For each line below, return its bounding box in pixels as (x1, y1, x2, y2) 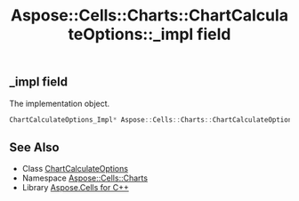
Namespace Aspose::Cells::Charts (21, 173, 149, 183)
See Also (9, 140, 60, 155)
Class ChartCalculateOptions (21, 164, 129, 174)
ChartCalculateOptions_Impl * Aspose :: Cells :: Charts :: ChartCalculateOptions (9, 115, 296, 125)
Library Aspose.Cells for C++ (21, 182, 129, 193)
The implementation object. (9, 98, 110, 109)
